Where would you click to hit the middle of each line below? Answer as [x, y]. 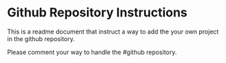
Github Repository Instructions [97, 13]
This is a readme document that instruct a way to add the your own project [113, 32]
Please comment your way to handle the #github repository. [92, 52]
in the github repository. [41, 38]
